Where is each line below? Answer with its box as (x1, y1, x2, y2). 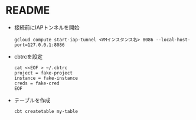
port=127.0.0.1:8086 (14, 42, 65, 48)
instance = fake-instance (14, 75, 78, 81)
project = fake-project (14, 70, 73, 76)
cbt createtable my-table (14, 108, 78, 114)
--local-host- (155, 37, 191, 43)
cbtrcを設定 (14, 53, 43, 60)
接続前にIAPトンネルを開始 (14, 24, 80, 31)
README (5, 4, 50, 17)
